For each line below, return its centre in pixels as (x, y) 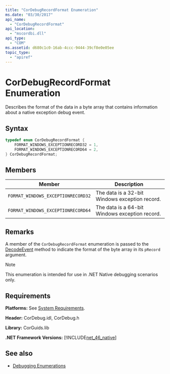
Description (129, 184)
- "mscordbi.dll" (28, 33)
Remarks (20, 232)
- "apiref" (21, 57)
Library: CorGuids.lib (27, 328)
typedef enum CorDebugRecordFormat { (45, 140)
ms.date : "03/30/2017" (29, 15)
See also (19, 353)
